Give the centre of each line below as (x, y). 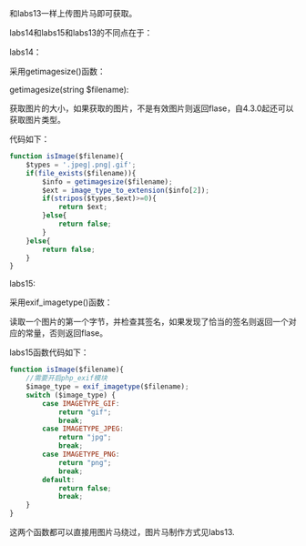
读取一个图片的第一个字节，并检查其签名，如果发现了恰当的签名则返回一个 (149, 322)
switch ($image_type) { (71, 395)
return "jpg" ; (85, 438)
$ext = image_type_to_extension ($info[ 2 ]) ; (126, 190)
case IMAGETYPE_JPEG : (83, 429)
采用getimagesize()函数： (58, 71)
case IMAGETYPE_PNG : (81, 454)
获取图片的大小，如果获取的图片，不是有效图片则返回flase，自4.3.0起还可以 (152, 108)
